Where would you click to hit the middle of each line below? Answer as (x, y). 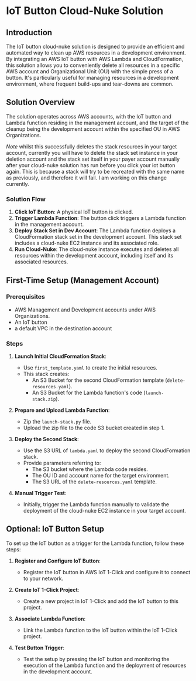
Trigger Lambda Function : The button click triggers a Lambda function (100, 218)
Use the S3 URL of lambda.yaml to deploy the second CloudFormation (107, 450)
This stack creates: (46, 374)
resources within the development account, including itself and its (94, 256)
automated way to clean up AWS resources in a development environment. (96, 53)
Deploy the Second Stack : (47, 439)
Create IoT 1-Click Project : (47, 589)
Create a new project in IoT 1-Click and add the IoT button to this (101, 601)
